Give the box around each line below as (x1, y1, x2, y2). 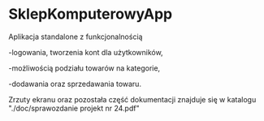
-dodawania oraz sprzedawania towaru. (8, 79, 142, 89)
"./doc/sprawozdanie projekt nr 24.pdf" (8, 103, 140, 113)
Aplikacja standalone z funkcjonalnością (8, 32, 143, 41)
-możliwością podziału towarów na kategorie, (8, 63, 161, 73)
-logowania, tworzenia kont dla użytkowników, (8, 47, 164, 57)
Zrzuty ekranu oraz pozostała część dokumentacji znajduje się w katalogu (8, 94, 257, 104)
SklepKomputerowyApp (8, 5, 173, 24)
